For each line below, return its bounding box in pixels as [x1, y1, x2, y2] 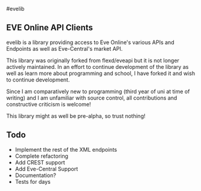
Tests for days [14, 178, 51, 185]
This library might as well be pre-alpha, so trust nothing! [6, 112, 146, 120]
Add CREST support [14, 158, 65, 166]
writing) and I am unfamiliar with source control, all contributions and [6, 94, 177, 102]
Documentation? [14, 172, 56, 179]
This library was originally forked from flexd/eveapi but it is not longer [6, 57, 180, 64]
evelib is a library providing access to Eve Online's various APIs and [6, 39, 174, 46]
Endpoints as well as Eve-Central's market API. [6, 45, 123, 52]
